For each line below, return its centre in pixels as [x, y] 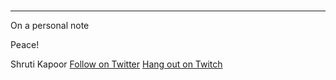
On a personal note [50, 26]
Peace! [25, 45]
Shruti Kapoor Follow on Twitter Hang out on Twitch [116, 64]
